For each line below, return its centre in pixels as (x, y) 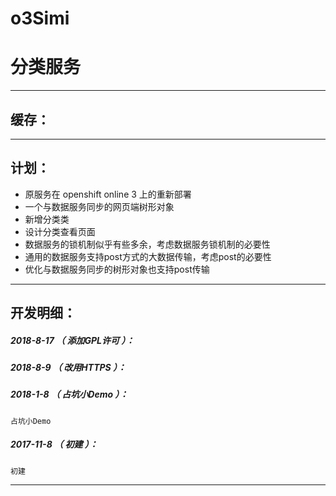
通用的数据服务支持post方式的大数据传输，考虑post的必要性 (148, 256)
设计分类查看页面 (60, 231)
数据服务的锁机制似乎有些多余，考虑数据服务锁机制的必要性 (147, 244)
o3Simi (40, 18)
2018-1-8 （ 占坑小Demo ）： (69, 394)
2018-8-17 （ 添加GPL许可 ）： (72, 340)
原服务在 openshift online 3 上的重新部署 (108, 194)
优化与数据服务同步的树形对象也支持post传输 (117, 269)
